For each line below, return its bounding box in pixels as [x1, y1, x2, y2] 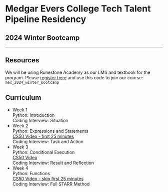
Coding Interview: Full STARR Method [12, 181, 90, 187]
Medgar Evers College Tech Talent [5, 3, 151, 14]
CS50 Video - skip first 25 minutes [12, 176, 84, 182]
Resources [5, 56, 39, 65]
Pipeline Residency [5, 13, 86, 25]
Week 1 [12, 107, 27, 113]
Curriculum [5, 93, 41, 102]
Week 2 [12, 123, 28, 129]
